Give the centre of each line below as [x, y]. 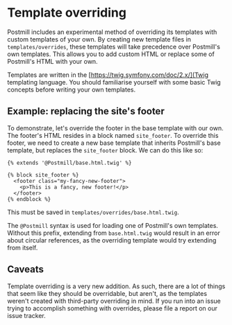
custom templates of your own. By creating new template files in [99, 39]
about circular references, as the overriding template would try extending [112, 240]
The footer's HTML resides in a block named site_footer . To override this [113, 135]
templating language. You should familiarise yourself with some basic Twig [114, 82]
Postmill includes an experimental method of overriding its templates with [112, 32]
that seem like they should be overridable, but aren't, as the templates [107, 293]
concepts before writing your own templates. [72, 89]
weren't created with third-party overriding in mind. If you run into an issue [114, 301]
